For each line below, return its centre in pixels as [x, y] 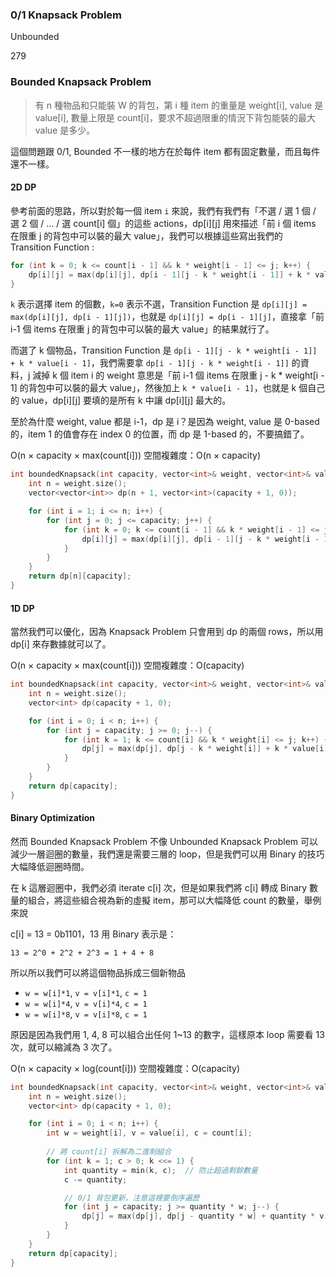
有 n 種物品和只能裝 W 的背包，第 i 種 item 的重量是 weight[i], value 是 [179, 105]
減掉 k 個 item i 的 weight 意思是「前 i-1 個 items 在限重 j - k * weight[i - [178, 375]
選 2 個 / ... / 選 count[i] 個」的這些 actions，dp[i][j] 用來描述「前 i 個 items [163, 223]
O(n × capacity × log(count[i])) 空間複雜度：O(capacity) [125, 1068]
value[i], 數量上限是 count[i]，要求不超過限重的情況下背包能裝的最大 [175, 117]
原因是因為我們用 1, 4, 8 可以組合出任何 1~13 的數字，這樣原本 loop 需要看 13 [167, 1034]
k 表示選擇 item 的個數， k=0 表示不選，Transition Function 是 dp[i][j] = [159, 304]
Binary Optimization [53, 818]
